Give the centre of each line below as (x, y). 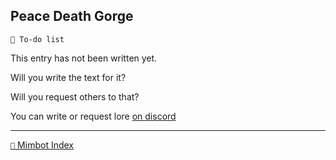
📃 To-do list (37, 39)
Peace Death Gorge (72, 16)
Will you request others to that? (75, 96)
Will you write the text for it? (68, 77)
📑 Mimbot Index (42, 145)
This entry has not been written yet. (84, 58)
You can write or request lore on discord (93, 116)
